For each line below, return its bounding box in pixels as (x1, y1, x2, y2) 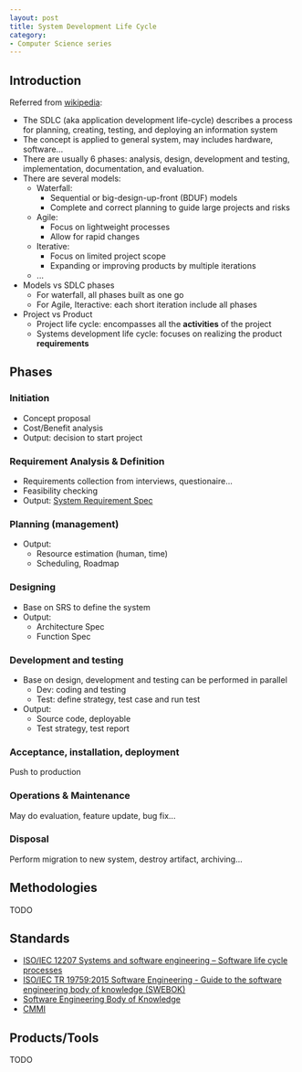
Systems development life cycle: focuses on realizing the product (36, 328, 283, 339)
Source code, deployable (36, 713, 131, 724)
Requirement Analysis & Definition (9, 454, 165, 467)
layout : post (9, 13, 59, 23)
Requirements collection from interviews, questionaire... (22, 476, 233, 487)
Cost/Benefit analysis (22, 422, 103, 433)
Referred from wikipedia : (9, 97, 103, 108)
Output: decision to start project (22, 431, 143, 443)
